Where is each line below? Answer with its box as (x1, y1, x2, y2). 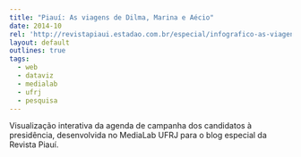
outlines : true (9, 46, 66, 55)
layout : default (9, 37, 70, 47)
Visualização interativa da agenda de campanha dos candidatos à (9, 120, 253, 131)
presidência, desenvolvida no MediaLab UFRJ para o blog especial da (9, 130, 267, 141)
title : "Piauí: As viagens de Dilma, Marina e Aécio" (9, 12, 215, 22)
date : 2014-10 (9, 21, 63, 30)
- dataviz (17, 71, 54, 80)
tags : (9, 54, 30, 63)
